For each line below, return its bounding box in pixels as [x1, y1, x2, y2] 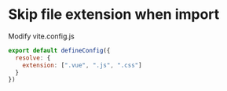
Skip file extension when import [8, 5, 220, 24]
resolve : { [15, 53, 51, 62]
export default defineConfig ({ [8, 46, 111, 54]
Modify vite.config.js [8, 31, 75, 41]
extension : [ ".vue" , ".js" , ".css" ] [22, 61, 143, 69]
